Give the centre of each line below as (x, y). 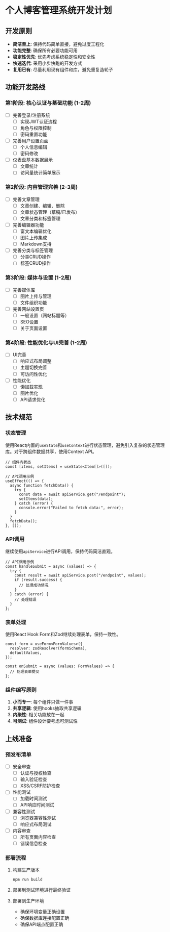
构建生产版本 (26, 870)
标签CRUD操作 (36, 263)
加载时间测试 (33, 798)
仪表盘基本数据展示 (33, 160)
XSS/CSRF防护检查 (40, 786)
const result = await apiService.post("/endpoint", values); (80, 575)
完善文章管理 (26, 199)
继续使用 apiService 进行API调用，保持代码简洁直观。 (60, 551)
